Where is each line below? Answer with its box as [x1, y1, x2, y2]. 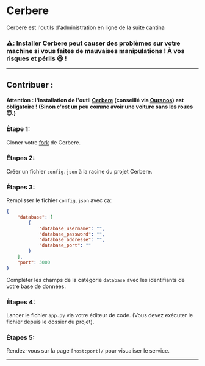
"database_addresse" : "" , [38, 237, 105, 243]
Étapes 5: [6, 333, 35, 342]
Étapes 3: [6, 183, 35, 191]
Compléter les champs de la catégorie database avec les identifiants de [6, 276, 185, 283]
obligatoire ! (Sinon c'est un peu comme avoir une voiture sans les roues [6, 103, 193, 110]
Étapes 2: [6, 153, 35, 162]
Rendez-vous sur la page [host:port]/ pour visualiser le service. [6, 347, 170, 354]
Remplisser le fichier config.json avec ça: [6, 197, 112, 204]
